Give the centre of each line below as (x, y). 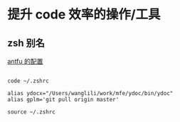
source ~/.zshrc (31, 112)
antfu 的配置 (25, 61)
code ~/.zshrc (28, 81)
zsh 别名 (26, 43)
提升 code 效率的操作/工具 (84, 15)
